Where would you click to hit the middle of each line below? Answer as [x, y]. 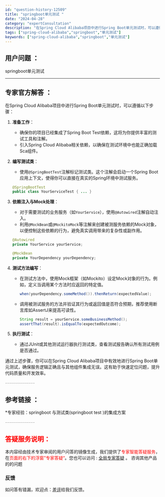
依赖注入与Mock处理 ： [35, 202]
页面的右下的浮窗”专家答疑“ [37, 458]
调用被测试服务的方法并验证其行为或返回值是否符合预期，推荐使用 [86, 304]
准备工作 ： [23, 122]
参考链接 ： [22, 399]
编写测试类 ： [25, 161]
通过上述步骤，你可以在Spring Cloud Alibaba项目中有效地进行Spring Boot [79, 361]
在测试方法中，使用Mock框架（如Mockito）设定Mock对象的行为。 [86, 278]
